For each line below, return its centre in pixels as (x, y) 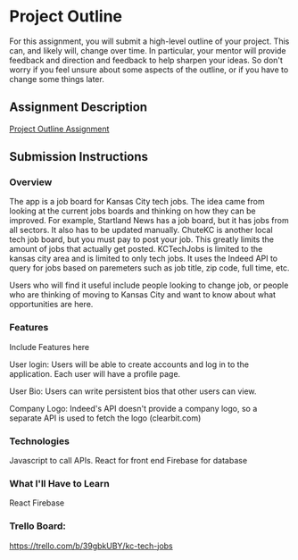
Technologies (39, 441)
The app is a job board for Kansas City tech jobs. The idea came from (137, 202)
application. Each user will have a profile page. (95, 373)
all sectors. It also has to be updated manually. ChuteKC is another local (141, 230)
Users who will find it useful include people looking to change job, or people (149, 285)
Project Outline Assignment (59, 129)
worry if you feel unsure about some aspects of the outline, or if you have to (149, 70)
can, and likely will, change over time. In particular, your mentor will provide (148, 50)
